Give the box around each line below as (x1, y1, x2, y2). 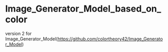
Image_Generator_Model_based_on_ (5, 3, 161, 15)
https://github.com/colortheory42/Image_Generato (57, 36, 163, 42)
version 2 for (5, 30, 32, 36)
